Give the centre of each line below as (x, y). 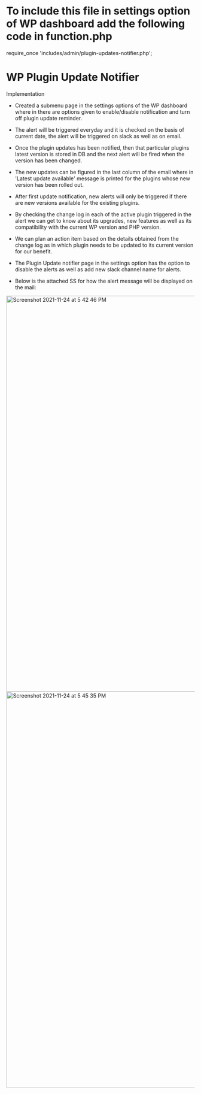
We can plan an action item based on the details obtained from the (97, 238)
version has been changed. (48, 160)
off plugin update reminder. (48, 118)
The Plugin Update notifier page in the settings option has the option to (102, 263)
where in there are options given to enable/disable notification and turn (102, 111)
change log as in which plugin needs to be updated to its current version (104, 245)
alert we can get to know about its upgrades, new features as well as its (103, 220)
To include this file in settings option (98, 11)
